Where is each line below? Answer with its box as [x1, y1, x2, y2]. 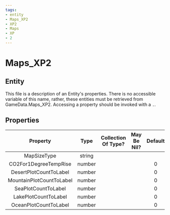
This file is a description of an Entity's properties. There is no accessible [5, 90, 156, 96]
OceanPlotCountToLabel [11, 201, 69, 208]
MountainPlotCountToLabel [8, 177, 73, 184]
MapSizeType [24, 152, 57, 159]
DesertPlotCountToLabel [11, 169, 69, 176]
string [79, 152, 94, 159]
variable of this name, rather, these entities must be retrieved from [5, 96, 143, 102]
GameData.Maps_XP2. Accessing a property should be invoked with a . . [5, 101, 156, 107]
